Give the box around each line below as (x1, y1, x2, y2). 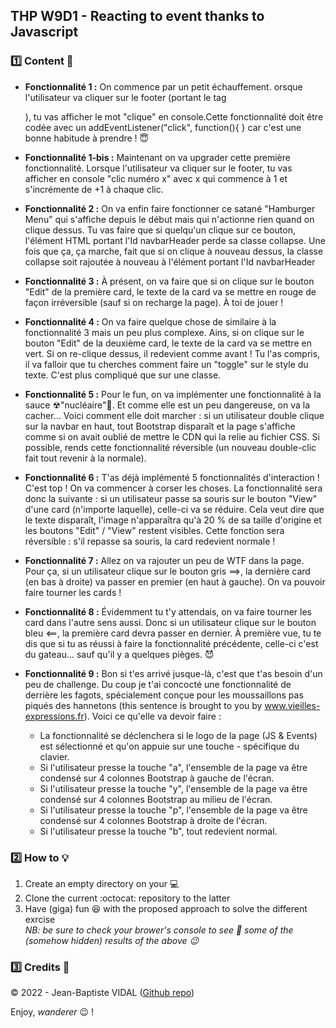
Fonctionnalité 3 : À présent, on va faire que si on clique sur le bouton (24, 275, 315, 287)
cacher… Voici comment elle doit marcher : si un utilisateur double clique (24, 409, 325, 421)
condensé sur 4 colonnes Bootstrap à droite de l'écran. (39, 814, 268, 826)
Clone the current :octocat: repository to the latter (24, 892, 231, 904)
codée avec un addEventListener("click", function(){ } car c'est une (24, 121, 302, 133)
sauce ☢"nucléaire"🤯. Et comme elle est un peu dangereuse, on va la (24, 399, 311, 411)
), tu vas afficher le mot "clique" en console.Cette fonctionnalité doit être (24, 110, 324, 123)
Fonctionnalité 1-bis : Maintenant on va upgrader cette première (24, 151, 291, 163)
